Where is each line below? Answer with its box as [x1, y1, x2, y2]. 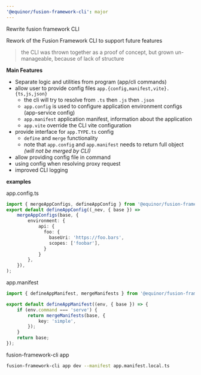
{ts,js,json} [14, 91, 48, 97]
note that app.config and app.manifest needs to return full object [23, 140, 184, 148]
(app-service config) [23, 109, 75, 116]
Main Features [6, 67, 43, 74]
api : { [38, 223, 55, 230]
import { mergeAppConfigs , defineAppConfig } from [6, 201, 135, 207]
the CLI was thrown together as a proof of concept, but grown [20, 49, 174, 56]
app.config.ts [6, 190, 39, 197]
